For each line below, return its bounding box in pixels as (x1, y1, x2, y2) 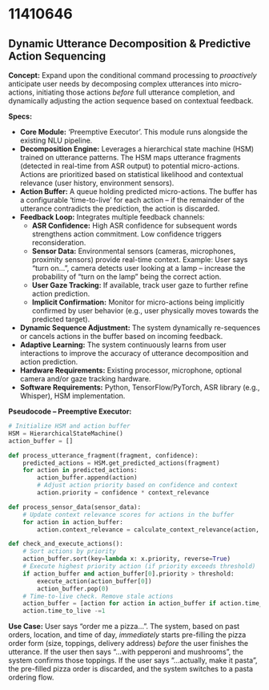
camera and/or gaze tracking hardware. (19, 374, 151, 383)
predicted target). (31, 314, 90, 324)
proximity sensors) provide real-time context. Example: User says (31, 255, 248, 264)
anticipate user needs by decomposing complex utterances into (8, 79, 219, 88)
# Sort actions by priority (22, 547, 116, 555)
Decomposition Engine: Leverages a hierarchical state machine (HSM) (19, 144, 255, 153)
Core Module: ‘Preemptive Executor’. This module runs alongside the (19, 127, 248, 136)
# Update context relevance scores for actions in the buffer (22, 510, 235, 519)
